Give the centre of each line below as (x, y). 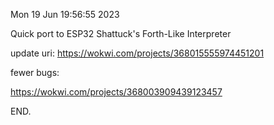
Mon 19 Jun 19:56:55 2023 (65, 14)
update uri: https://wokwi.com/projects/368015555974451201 (137, 53)
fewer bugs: (35, 72)
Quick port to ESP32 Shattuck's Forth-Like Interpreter (121, 33)
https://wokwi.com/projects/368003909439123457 (116, 92)
